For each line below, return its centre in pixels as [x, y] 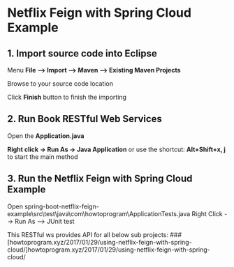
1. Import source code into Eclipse [82, 53]
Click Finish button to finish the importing [67, 97]
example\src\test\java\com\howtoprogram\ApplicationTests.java [99, 213]
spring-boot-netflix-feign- [61, 206]
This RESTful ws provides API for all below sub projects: [88, 234]
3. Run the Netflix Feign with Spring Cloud [100, 179]
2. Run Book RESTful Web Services [85, 119]
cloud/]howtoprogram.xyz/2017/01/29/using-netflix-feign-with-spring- [109, 250]
